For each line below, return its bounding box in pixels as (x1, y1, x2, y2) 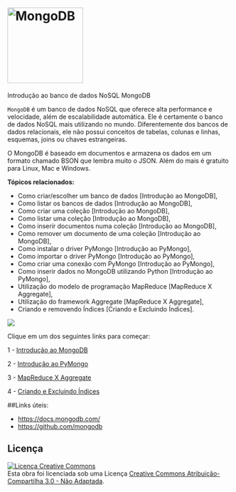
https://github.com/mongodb (17, 422, 103, 430)
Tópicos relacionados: (7, 178, 75, 186)
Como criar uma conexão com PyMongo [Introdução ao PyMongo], (17, 260, 215, 268)
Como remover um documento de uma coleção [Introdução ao (17, 229, 201, 237)
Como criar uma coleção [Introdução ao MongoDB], (17, 206, 170, 215)
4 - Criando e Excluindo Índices (7, 387, 100, 395)
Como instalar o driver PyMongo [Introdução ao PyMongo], (17, 244, 192, 252)
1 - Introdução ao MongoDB (7, 346, 88, 354)
